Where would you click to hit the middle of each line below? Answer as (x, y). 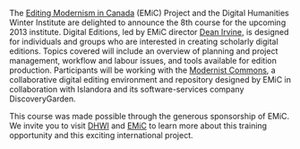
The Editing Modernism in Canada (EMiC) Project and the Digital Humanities (149, 13)
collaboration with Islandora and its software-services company (127, 89)
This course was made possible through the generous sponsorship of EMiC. (150, 116)
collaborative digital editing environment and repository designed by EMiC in (150, 79)
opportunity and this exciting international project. (102, 135)
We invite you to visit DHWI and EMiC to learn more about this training (138, 126)
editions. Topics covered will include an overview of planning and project (144, 51)
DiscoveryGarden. (43, 99)
